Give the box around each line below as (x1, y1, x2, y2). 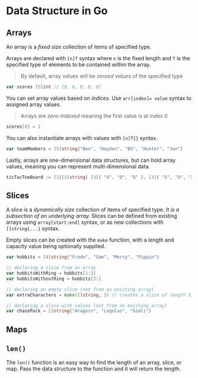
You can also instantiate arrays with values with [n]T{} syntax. (6, 134, 158, 141)
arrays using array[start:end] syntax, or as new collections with (6, 219, 164, 226)
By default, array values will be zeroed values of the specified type (20, 73, 183, 79)
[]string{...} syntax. (6, 225, 60, 232)
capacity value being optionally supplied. (6, 243, 106, 250)
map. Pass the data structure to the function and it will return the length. (6, 365, 181, 372)
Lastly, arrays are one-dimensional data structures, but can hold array (6, 157, 176, 164)
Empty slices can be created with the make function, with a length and (6, 236, 174, 243)
